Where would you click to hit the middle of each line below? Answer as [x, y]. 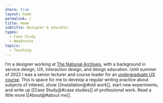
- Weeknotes [22, 41]
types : [12, 32]
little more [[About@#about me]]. [38, 95]
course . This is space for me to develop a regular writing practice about [77, 79]
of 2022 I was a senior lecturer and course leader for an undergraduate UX [80, 74]
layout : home [18, 14]
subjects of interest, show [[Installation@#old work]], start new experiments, [82, 85]
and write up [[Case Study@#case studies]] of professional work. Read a [78, 90]
